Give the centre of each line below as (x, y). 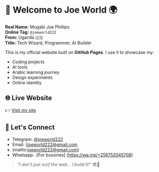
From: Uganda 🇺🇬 (24, 37)
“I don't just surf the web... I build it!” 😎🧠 (58, 164)
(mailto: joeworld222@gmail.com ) (46, 149)
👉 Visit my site (21, 110)
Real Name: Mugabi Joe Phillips (37, 27)
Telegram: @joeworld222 (38, 139)
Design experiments (32, 77)
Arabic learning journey (36, 72)
